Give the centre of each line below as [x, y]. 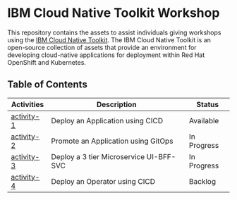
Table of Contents [48, 85]
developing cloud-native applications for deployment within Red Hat [106, 55]
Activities [28, 104]
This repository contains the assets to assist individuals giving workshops [114, 32]
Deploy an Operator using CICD [103, 181]
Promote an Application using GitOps [112, 141]
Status [208, 104]
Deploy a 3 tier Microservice [98, 156]
